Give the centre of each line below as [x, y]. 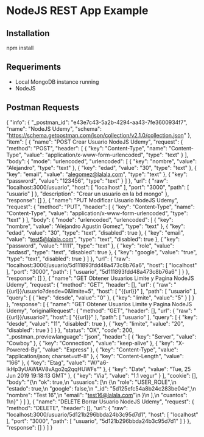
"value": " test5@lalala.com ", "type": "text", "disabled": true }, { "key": [93, 239]
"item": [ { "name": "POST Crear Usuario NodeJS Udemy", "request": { [95, 142]
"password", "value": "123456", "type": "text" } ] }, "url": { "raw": [87, 180]
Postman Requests [43, 108]
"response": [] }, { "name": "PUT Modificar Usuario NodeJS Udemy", [92, 200]
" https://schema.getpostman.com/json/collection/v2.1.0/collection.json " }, [99, 135]
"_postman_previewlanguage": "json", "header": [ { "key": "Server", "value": [101, 336]
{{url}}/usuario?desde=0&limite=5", [51, 291]
